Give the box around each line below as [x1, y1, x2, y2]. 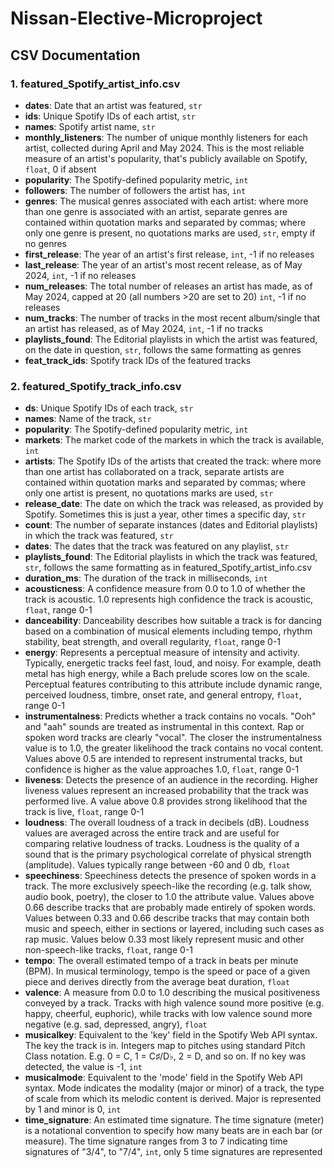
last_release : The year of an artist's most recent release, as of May [24, 258, 303, 271]
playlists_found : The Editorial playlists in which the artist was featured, [24, 333, 318, 345]
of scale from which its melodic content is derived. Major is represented [24, 1093, 322, 1105]
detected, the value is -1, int [24, 1061, 143, 1073]
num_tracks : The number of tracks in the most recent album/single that [24, 312, 321, 324]
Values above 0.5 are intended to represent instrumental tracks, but [24, 753, 303, 765]
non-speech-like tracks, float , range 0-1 [24, 944, 194, 956]
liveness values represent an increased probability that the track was [24, 785, 309, 797]
